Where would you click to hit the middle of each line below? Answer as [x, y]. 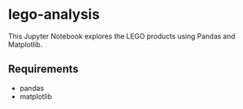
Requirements [43, 69]
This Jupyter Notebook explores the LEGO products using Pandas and [122, 36]
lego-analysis [54, 15]
